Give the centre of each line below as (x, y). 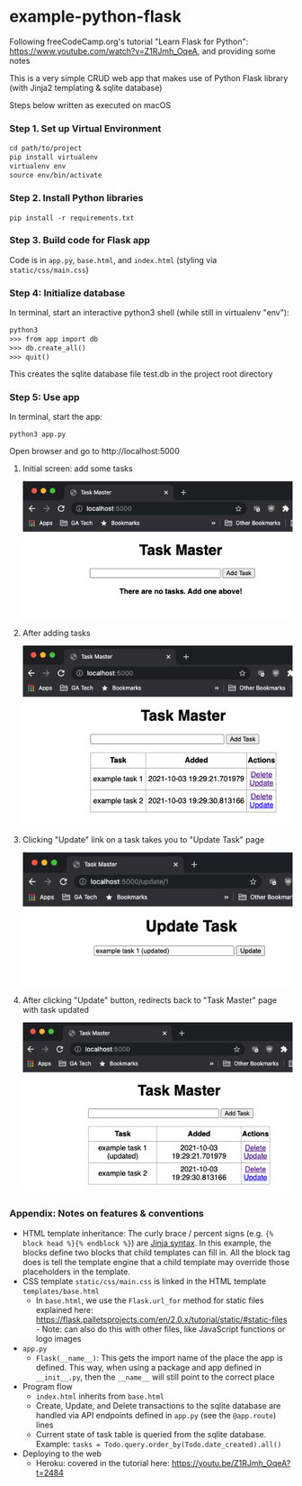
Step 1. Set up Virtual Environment (85, 128)
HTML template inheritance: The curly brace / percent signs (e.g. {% (148, 1233)
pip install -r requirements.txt (72, 218)
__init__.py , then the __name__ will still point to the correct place (155, 1377)
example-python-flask (95, 17)
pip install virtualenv (54, 158)
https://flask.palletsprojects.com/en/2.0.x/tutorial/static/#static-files (161, 1319)
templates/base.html (61, 1291)
